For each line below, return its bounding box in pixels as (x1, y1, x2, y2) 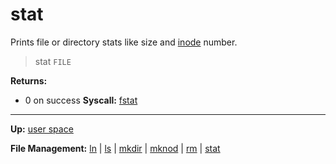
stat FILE (34, 55, 72, 67)
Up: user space (10, 123, 74, 135)
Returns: (10, 74, 48, 87)
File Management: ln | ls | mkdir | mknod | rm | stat (10, 142, 221, 154)
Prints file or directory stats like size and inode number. (10, 36, 238, 48)
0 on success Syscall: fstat (24, 94, 138, 106)
